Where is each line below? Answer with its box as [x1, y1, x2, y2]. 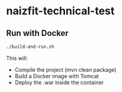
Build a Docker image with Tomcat [14, 72, 99, 79]
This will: [6, 54, 28, 62]
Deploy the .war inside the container [14, 79, 104, 86]
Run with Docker [6, 28, 69, 38]
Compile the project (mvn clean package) [14, 66, 117, 73]
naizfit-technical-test [6, 4, 115, 18]
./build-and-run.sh [6, 44, 55, 50]
